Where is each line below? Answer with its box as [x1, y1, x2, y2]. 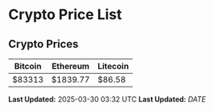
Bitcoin [14, 61, 42, 71]
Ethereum [51, 61, 90, 71]
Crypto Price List [8, 6, 122, 24]
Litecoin [97, 61, 129, 71]
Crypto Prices [8, 37, 79, 51]
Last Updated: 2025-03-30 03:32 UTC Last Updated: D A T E [8, 95, 206, 104]
